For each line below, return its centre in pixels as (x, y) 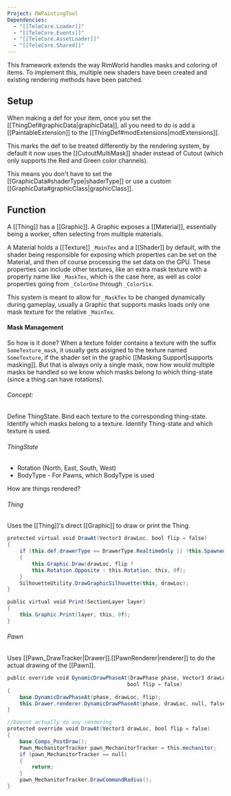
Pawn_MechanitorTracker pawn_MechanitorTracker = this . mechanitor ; (118, 748)
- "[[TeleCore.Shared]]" (49, 45)
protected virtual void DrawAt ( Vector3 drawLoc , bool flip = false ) (107, 538)
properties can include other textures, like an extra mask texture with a (107, 269)
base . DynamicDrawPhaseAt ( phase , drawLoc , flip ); (90, 697)
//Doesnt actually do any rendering (59, 722)
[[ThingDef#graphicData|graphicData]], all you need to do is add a (101, 125)
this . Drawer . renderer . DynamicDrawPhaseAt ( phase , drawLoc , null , (113, 703)
